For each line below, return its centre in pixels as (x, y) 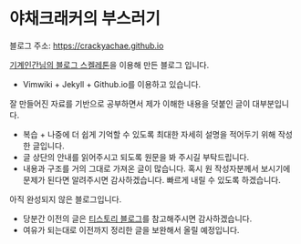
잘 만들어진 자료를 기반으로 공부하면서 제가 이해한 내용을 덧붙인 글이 (130, 103)
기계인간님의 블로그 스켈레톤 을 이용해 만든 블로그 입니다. (109, 65)
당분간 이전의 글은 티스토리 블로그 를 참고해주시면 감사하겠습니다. (137, 219)
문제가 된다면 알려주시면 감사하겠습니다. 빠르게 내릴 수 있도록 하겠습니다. (151, 179)
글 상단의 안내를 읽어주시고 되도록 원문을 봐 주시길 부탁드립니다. (135, 157)
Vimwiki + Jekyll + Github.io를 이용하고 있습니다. (112, 84)
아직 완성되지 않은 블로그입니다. (66, 199)
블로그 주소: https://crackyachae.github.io (87, 46)
